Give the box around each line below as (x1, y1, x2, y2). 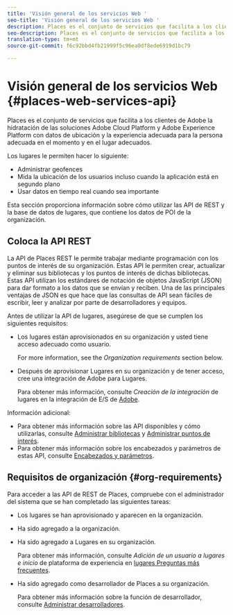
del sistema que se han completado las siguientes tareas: (7, 497, 171, 505)
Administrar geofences (17, 165, 83, 174)
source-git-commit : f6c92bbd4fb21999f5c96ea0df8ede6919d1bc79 (7, 42, 191, 49)
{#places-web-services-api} (7, 93, 177, 109)
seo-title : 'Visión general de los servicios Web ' (7, 17, 159, 24)
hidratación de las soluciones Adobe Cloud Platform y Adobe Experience (7, 123, 215, 132)
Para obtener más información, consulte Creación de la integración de (17, 387, 218, 396)
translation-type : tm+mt (7, 36, 79, 43)
